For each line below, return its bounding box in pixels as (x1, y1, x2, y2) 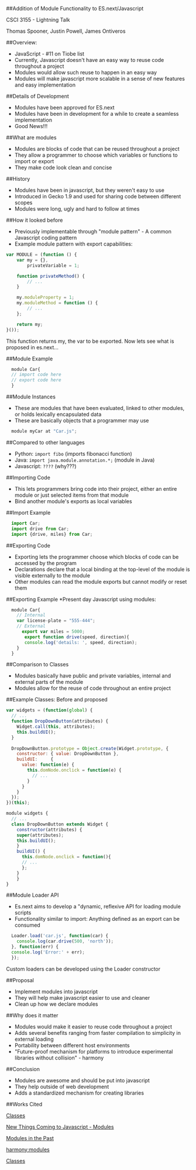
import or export (14, 158, 54, 164)
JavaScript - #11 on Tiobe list (14, 50, 85, 57)
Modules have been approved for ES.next (14, 104, 115, 111)
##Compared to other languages (6, 439, 85, 446)
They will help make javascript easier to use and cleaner (14, 994, 150, 1001)
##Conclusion (6, 1065, 40, 1072)
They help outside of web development (14, 1083, 109, 1090)
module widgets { (6, 810, 49, 817)
